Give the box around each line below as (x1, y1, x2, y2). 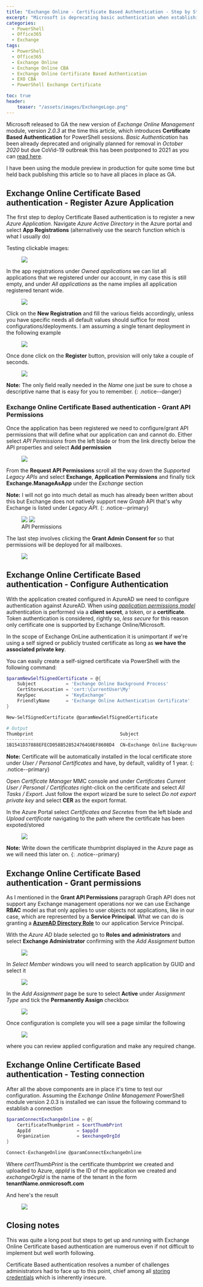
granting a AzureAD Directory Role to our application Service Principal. (6, 919, 184, 926)
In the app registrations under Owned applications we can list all (6, 268, 167, 275)
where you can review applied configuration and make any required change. (6, 1042, 196, 1050)
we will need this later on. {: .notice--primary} (6, 851, 120, 858)
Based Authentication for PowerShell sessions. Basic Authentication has (6, 133, 188, 141)
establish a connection (6, 1105, 63, 1112)
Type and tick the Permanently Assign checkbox (6, 996, 129, 1003)
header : (6, 98, 26, 104)
